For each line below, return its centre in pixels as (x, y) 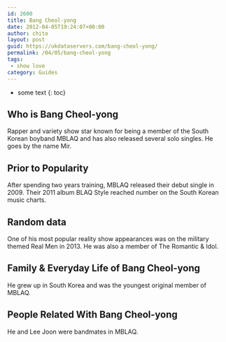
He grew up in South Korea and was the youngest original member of (107, 285)
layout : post (26, 40)
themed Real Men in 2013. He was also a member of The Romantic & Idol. (113, 246)
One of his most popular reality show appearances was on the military (108, 238)
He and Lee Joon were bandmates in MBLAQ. (73, 331)
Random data (37, 222)
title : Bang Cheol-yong (42, 20)
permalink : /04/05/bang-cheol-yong (59, 53)
